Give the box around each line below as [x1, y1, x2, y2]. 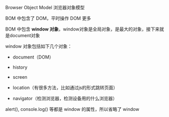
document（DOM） [12, 54, 54, 60]
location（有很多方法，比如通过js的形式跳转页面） [12, 84, 118, 91]
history [12, 64, 28, 70]
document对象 [9, 33, 40, 38]
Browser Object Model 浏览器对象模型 [5, 5, 85, 10]
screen [12, 74, 27, 80]
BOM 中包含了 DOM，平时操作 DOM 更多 [5, 15, 92, 21]
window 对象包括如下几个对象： [5, 43, 72, 49]
